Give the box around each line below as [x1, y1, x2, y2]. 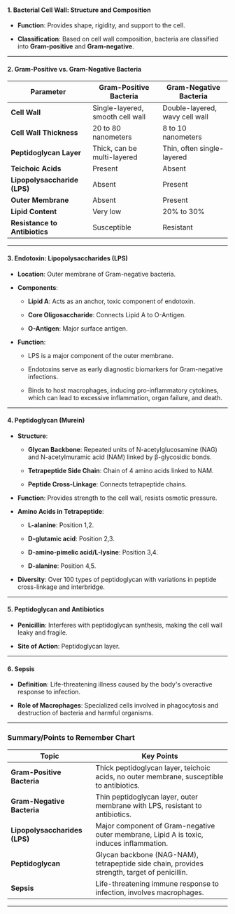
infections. [27, 372, 59, 380]
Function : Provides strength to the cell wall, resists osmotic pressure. [17, 494, 218, 502]
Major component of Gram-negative [95, 821, 215, 830]
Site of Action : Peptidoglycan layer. [17, 642, 120, 651]
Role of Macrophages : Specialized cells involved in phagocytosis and [17, 701, 219, 710]
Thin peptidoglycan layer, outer [95, 792, 198, 802]
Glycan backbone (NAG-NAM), [95, 849, 199, 859]
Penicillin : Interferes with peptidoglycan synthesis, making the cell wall [17, 621, 222, 630]
